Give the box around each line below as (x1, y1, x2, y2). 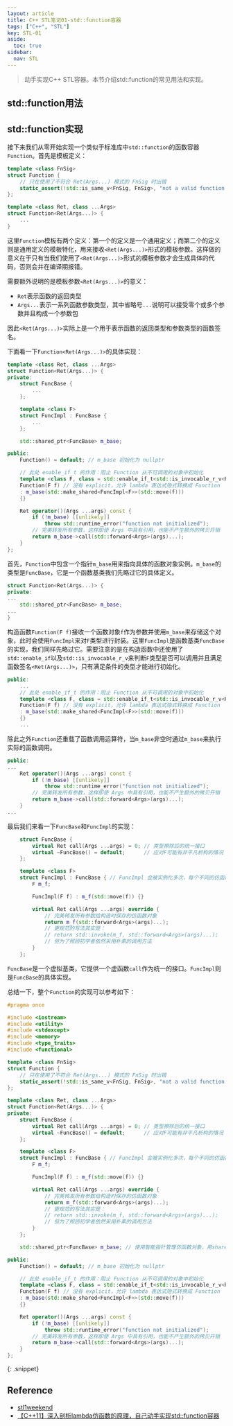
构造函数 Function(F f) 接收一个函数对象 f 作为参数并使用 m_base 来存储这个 (7, 627, 216, 636)
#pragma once (7, 1001, 45, 1009)
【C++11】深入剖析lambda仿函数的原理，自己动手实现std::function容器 (17, 1411, 220, 1420)
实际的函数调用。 (7, 743, 56, 751)
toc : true (13, 42, 42, 49)
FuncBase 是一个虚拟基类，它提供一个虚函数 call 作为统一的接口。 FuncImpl (7, 964, 216, 973)
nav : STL (13, 55, 39, 62)
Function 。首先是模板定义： (7, 151, 87, 159)
